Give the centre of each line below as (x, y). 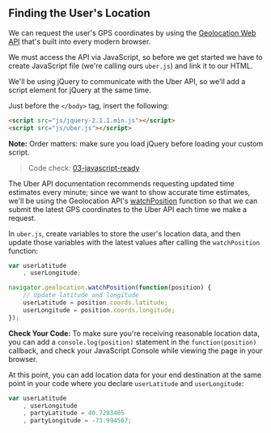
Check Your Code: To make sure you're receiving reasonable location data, (134, 333)
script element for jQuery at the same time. (80, 90)
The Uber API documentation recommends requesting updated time (121, 183)
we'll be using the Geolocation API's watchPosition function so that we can (133, 201)
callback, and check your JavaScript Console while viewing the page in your (135, 350)
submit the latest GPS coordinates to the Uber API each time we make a (128, 209)
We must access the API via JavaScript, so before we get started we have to (135, 57)
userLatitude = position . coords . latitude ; (95, 303)
